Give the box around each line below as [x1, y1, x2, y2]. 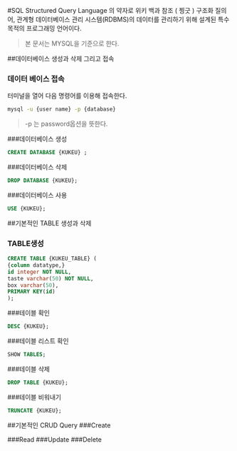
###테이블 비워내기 [7, 392, 62, 401]
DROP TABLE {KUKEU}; [7, 379, 69, 386]
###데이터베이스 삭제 [7, 163, 68, 171]
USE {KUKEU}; [7, 205, 46, 212]
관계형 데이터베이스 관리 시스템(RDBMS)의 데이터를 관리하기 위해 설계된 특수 [16, 15, 230, 24]
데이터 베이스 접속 [7, 74, 65, 83]
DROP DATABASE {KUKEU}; [7, 177, 78, 184]
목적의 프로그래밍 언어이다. [7, 24, 82, 32]
